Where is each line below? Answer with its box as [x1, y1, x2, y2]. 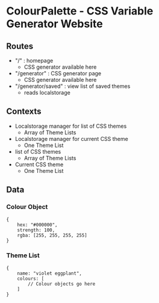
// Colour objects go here [28, 281, 96, 287]
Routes [6, 41, 34, 51]
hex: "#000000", [17, 222, 58, 228]
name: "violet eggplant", [17, 270, 83, 276]
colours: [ [17, 275, 45, 281]
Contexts [6, 107, 42, 117]
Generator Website [6, 17, 104, 31]
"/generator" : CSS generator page [14, 70, 102, 77]
